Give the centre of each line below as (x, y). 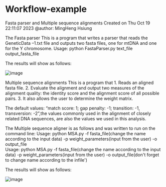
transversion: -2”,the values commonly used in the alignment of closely (78, 113)
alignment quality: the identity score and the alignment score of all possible (82, 93)
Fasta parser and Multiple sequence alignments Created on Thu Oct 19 (78, 23)
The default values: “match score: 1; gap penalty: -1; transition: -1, (73, 108)
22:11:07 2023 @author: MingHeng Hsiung (49, 28)
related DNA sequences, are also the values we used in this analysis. (76, 118)
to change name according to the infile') (46, 160)
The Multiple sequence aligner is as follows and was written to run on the (80, 128)
